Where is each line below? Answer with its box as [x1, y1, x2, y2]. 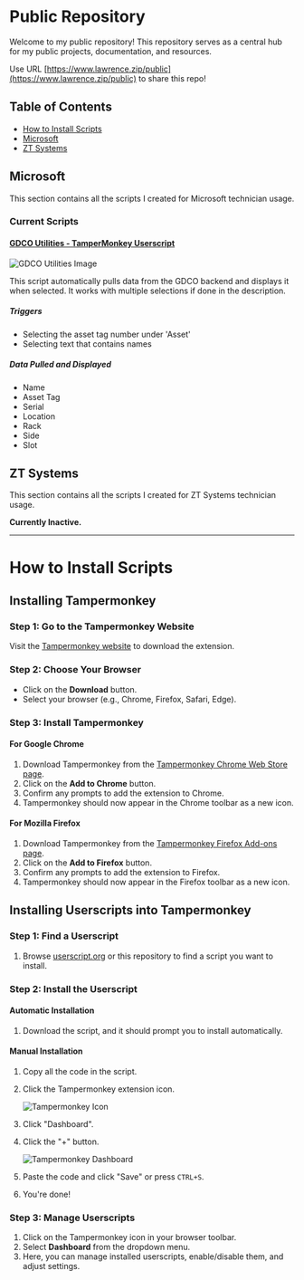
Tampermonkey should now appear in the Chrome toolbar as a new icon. [22, 797, 294, 807]
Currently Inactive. [9, 517, 82, 528]
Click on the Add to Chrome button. [22, 778, 157, 788]
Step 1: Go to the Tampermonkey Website [9, 620, 195, 633]
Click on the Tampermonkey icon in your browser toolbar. [22, 1232, 237, 1243]
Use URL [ [9, 63, 48, 74]
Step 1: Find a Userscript [9, 930, 119, 942]
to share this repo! [138, 72, 206, 83]
